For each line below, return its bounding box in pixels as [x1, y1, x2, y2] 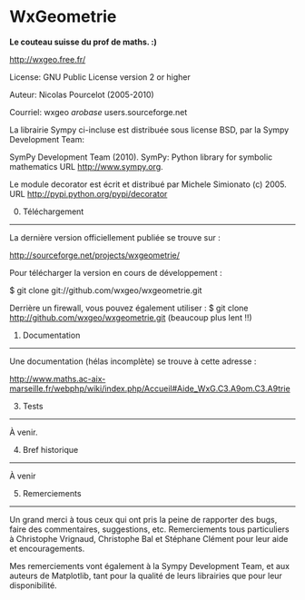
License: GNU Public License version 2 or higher [9, 71, 191, 83]
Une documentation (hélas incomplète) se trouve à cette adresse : [9, 356, 257, 367]
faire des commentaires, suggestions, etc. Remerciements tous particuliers [9, 524, 290, 535]
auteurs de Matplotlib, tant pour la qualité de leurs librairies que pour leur [9, 570, 283, 581]
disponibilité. [9, 579, 57, 591]
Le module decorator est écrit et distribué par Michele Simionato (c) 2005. [9, 179, 288, 190]
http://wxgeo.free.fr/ [9, 54, 86, 64]
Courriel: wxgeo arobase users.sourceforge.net [9, 106, 188, 117]
